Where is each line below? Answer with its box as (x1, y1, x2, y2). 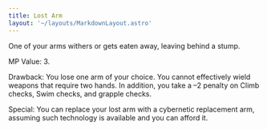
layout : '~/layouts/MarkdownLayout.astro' (8, 19, 152, 27)
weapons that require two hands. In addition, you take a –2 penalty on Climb (8, 81, 260, 90)
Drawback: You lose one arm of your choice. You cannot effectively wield (8, 72, 251, 81)
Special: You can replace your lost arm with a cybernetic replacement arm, (8, 104, 255, 114)
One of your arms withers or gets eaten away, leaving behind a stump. (8, 41, 241, 50)
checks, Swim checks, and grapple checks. (8, 89, 152, 98)
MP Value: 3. (8, 57, 51, 66)
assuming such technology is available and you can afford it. (8, 112, 208, 122)
